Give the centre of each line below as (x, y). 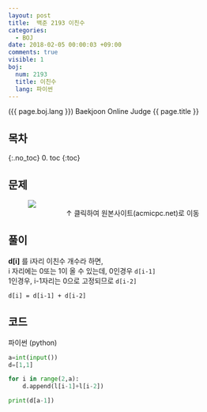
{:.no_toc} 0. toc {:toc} (44, 158)
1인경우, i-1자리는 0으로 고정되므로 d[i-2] (73, 281)
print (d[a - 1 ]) (32, 401)
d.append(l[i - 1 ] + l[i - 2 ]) (63, 387)
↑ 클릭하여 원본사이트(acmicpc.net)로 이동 (133, 213)
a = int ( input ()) (33, 357)
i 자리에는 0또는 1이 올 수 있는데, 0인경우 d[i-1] (82, 270)
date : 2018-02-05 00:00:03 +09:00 (65, 45)
